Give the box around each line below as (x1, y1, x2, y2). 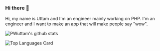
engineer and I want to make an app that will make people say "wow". (5, 21, 148, 27)
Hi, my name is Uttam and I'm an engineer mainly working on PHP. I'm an (5, 16, 156, 22)
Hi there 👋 (5, 4, 30, 11)
